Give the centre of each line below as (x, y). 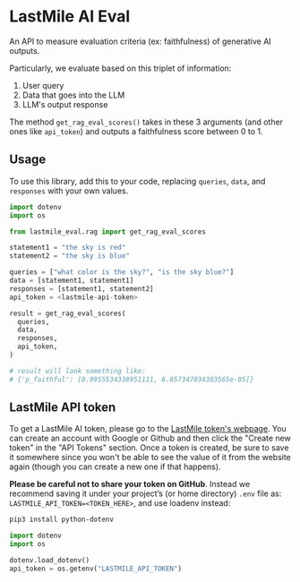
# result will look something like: (77, 371)
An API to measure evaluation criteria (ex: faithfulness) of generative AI (140, 41)
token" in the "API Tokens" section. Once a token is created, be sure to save (149, 448)
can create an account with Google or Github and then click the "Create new (150, 438)
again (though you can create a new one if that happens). (115, 466)
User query (43, 85)
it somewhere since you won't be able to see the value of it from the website (150, 458)
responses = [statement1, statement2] (81, 288)
